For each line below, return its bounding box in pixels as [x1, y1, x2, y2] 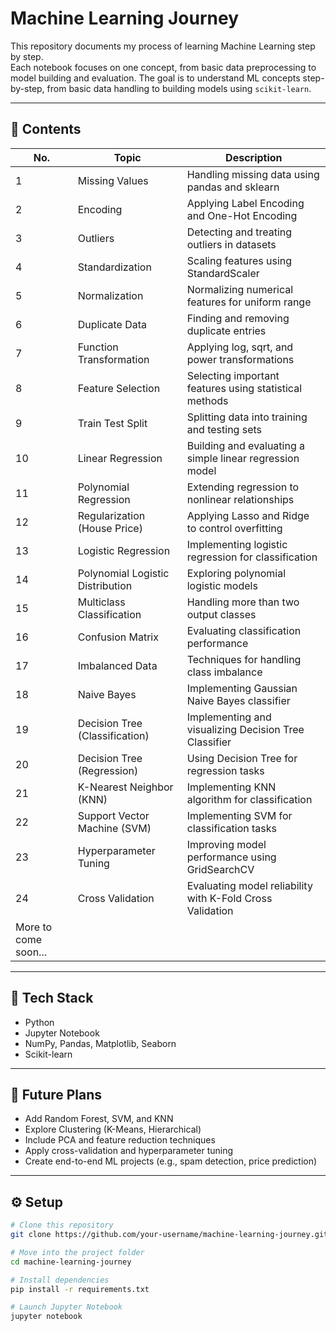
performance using [186, 850, 277, 864]
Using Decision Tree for [186, 751, 298, 765]
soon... [15, 945, 47, 959]
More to [15, 920, 53, 934]
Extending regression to [186, 480, 300, 494]
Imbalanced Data [77, 658, 158, 672]
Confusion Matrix [77, 630, 159, 644]
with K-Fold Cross [186, 891, 273, 905]
